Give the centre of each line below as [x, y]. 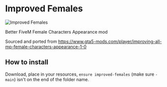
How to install [27, 62]
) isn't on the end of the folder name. [52, 79]
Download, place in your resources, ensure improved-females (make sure [80, 74]
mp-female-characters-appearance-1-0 [46, 46]
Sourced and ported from [31, 41]
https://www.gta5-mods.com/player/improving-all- [110, 41]
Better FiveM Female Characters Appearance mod [56, 32]
